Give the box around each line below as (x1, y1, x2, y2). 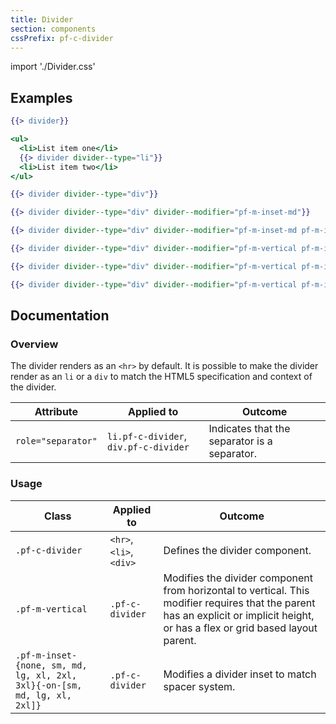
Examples (10, 89, 73, 106)
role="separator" (15, 436, 98, 447)
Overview (10, 337, 59, 351)
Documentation (10, 307, 110, 325)
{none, (15, 659, 47, 671)
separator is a (208, 434, 273, 448)
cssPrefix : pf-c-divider (10, 33, 114, 43)
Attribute (34, 405, 79, 419)
